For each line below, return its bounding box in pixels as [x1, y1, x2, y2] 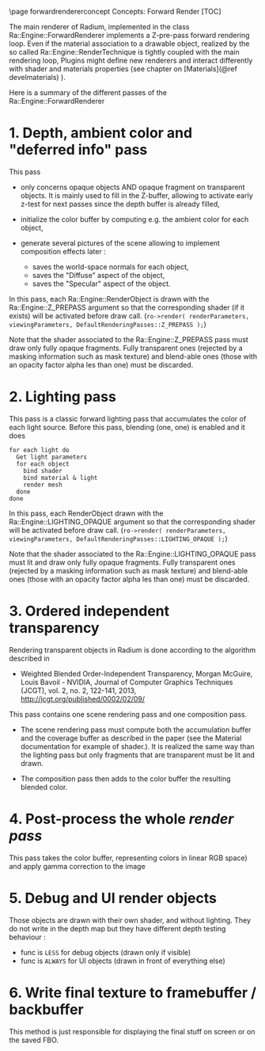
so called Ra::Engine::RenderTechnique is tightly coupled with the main [9, 48, 240, 56]
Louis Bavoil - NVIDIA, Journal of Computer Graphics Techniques [20, 677, 233, 687]
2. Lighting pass [9, 388, 117, 406]
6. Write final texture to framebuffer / [9, 984, 256, 1001]
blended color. [20, 782, 68, 791]
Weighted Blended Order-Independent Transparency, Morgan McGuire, [20, 668, 253, 678]
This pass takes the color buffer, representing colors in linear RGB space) [9, 853, 248, 863]
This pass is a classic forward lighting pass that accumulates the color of [9, 413, 247, 423]
